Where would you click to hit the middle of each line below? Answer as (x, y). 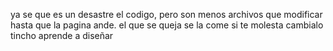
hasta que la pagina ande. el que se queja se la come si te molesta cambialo (167, 25)
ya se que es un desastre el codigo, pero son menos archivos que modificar (166, 14)
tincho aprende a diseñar (62, 35)
